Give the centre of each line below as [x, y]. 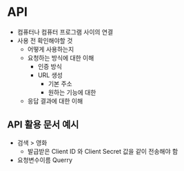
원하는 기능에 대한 [72, 92]
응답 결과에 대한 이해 [55, 101]
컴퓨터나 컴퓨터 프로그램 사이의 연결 [65, 32]
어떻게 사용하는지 [51, 49]
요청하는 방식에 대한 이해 [61, 58]
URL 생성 [50, 75]
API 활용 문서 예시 [43, 125]
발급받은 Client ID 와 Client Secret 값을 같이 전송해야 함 [103, 151]
